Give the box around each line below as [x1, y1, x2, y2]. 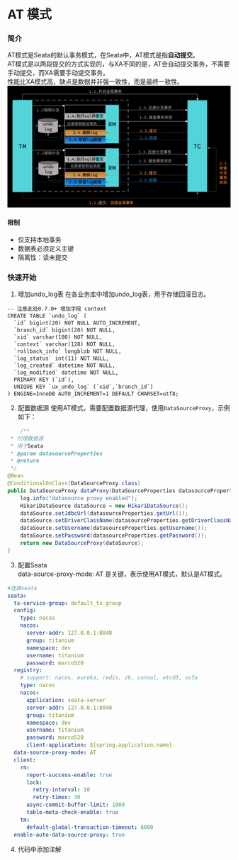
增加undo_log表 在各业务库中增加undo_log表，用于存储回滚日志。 [17, 290, 210, 298]
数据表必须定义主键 [17, 244, 74, 252]
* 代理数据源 [10, 435, 44, 442]
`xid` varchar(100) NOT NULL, [13, 334, 103, 341]
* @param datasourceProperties [10, 450, 103, 457]
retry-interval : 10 [33, 786, 91, 793]
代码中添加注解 [17, 844, 62, 854]
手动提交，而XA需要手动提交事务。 [7, 69, 110, 77]
